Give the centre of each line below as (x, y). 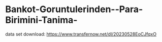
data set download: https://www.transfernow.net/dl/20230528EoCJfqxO (81, 34)
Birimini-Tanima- (41, 20)
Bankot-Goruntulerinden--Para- (74, 9)
